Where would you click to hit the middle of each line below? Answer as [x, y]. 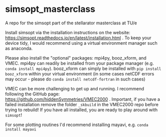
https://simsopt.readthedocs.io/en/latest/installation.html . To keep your [78, 38]
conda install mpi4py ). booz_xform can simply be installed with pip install [83, 68]
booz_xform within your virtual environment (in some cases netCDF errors [80, 73]
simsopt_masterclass [50, 9]
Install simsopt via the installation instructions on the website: [68, 32]
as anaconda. [19, 48]
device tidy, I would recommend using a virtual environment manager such [81, 43]
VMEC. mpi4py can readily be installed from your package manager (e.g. [80, 63]
